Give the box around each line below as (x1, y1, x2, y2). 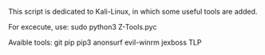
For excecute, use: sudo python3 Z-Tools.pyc (8, 22, 157, 31)
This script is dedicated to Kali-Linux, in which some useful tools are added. (8, 7, 258, 16)
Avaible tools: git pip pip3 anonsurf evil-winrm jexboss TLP (8, 37, 202, 47)
